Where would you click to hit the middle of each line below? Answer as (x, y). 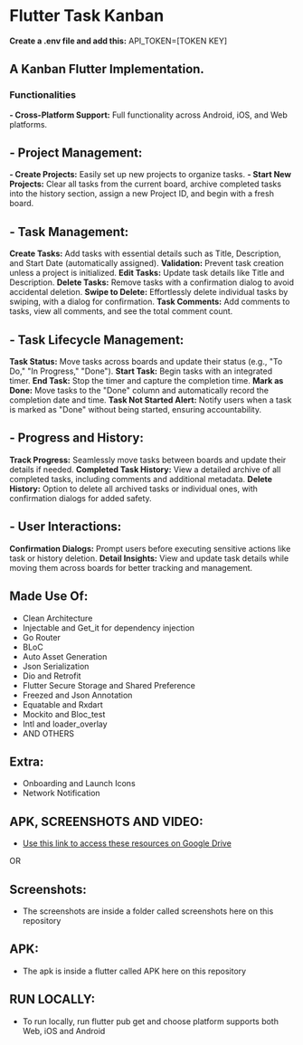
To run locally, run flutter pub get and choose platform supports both (150, 1021)
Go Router (41, 637)
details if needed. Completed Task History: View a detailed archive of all (145, 469)
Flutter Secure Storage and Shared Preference (109, 685)
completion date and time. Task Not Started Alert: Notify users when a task (151, 400)
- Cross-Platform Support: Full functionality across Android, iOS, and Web (148, 115)
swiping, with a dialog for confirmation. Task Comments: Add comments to (150, 302)
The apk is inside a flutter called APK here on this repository (134, 971)
